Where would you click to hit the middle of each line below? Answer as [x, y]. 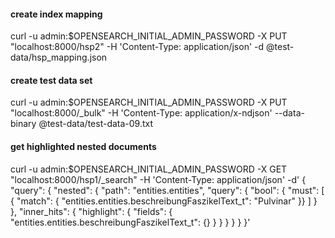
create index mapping [56, 14]
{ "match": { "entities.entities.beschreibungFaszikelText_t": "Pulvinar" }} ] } [164, 201]
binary [23, 124]
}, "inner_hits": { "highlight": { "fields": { [91, 211]
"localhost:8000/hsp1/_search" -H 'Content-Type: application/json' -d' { [158, 179]
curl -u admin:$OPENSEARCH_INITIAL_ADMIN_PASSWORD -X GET [149, 169]
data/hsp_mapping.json [59, 57]
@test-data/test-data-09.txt [96, 124]
